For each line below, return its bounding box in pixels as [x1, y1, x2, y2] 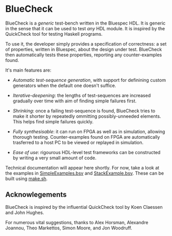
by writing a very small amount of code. [12, 155, 97, 161]
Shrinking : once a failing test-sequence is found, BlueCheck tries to [12, 108, 156, 114]
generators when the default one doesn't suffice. [12, 82, 116, 89]
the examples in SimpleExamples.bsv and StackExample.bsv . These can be [5, 170, 164, 176]
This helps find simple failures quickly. [12, 118, 94, 124]
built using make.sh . [5, 175, 48, 182]
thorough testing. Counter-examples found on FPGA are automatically [12, 134, 160, 140]
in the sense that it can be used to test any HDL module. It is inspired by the [5, 25, 165, 31]
